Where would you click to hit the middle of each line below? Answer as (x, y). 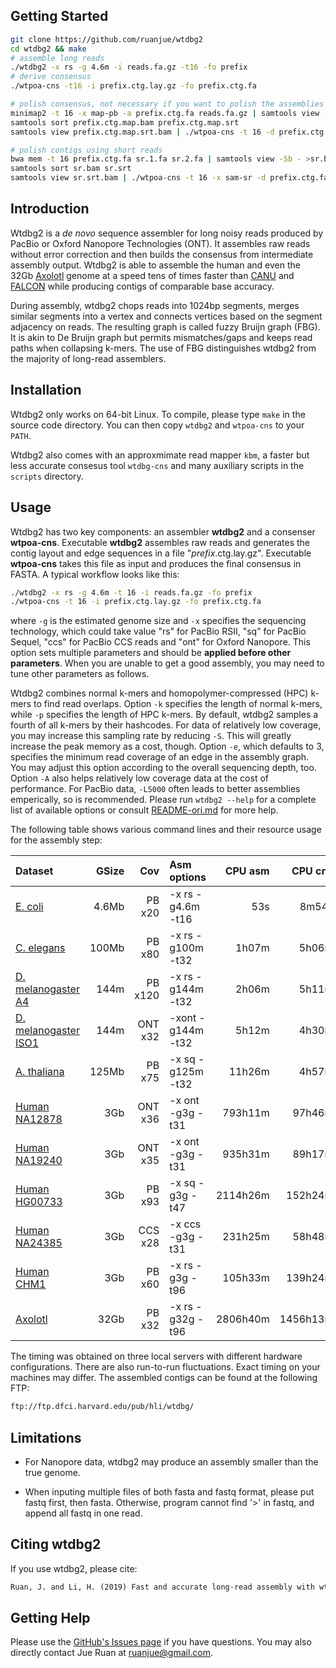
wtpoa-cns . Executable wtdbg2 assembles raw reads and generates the (160, 542)
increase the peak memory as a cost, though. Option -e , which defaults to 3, (167, 746)
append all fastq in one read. (83, 1513)
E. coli (29, 907)
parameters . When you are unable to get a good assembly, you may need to (167, 663)
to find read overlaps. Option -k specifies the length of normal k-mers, (178, 704)
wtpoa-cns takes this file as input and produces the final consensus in (156, 563)
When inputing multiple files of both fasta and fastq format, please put (169, 1491)
